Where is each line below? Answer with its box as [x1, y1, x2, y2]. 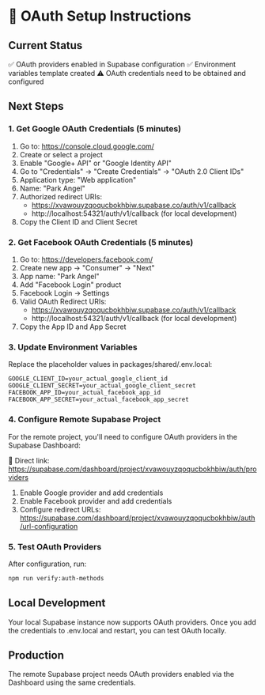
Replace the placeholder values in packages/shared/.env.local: [8, 360, 213, 369]
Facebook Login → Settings [19, 288, 110, 297]
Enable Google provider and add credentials [19, 488, 164, 497]
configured [8, 77, 44, 86]
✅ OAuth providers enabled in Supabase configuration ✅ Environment [8, 59, 236, 69]
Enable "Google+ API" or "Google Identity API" [19, 158, 172, 168]
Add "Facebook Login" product [19, 280, 122, 289]
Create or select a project [19, 149, 103, 159]
